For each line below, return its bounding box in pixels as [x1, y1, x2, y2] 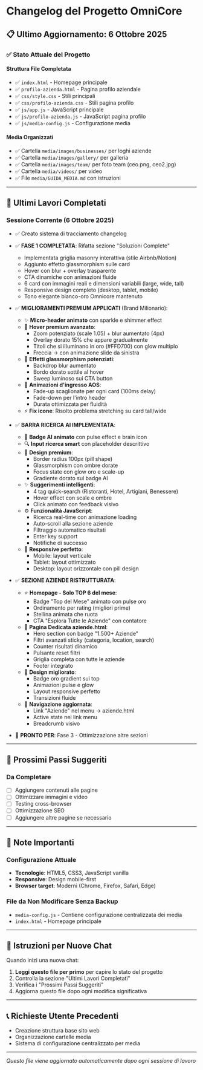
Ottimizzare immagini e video [14, 794, 88, 801]
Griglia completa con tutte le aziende [33, 655, 125, 663]
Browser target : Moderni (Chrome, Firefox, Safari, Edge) [14, 882, 156, 890]
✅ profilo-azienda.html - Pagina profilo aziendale [14, 85, 141, 93]
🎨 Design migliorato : [24, 668, 77, 676]
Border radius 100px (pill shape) [33, 455, 113, 462]
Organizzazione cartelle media [14, 1033, 92, 1041]
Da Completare [6, 772, 51, 781]
